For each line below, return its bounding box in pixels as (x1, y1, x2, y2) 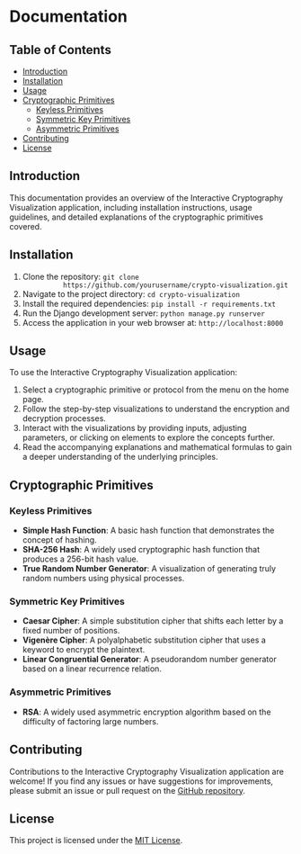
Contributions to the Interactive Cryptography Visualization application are (9, 766, 285, 777)
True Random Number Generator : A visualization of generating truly (22, 563, 277, 574)
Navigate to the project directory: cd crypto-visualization (22, 288, 241, 299)
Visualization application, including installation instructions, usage (9, 202, 253, 212)
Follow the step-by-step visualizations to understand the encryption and (22, 403, 290, 415)
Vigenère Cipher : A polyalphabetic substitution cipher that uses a (22, 634, 267, 645)
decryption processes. (22, 413, 106, 424)
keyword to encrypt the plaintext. (22, 644, 146, 655)
